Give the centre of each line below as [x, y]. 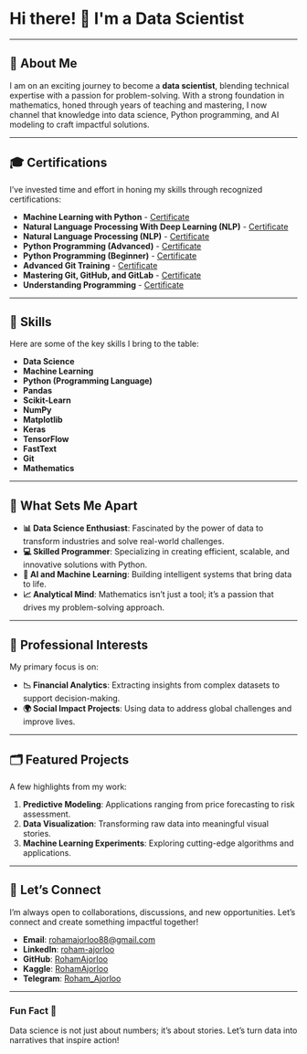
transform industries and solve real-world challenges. [123, 542]
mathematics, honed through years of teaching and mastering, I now [138, 105]
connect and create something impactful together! [104, 922]
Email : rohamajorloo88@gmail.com [89, 939]
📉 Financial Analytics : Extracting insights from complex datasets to [151, 685]
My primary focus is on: [54, 667]
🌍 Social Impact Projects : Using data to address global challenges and [157, 708]
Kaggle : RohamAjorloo [65, 968]
